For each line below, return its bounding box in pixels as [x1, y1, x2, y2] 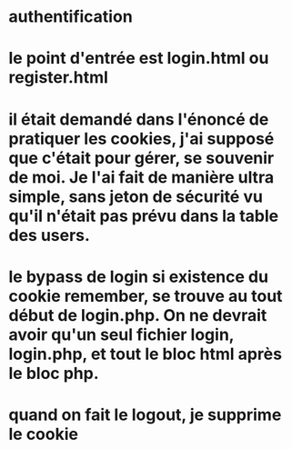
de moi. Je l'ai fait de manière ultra [8, 166, 275, 187]
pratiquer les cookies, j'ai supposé [8, 128, 275, 149]
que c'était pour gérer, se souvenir [8, 147, 275, 168]
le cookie [8, 424, 79, 444]
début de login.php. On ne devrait [8, 304, 267, 325]
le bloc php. [8, 363, 99, 384]
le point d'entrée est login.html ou [8, 48, 269, 69]
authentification [8, 6, 133, 27]
